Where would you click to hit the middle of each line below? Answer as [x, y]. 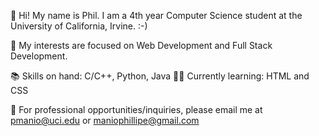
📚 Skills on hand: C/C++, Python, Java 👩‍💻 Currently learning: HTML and [160, 76]
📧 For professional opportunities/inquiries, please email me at [136, 109]
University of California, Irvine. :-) [79, 26]
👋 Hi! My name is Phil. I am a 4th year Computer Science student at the [156, 15]
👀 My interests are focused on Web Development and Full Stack [141, 45]
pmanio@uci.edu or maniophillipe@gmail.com [105, 120]
